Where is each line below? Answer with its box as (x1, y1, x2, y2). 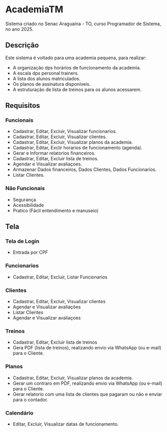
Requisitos (5, 101, 40, 110)
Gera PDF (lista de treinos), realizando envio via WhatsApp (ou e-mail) (12, 345, 162, 351)
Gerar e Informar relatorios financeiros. (12, 150, 96, 156)
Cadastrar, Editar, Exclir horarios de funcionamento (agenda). (12, 145, 143, 151)
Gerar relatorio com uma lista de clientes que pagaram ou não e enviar (12, 391, 162, 397)
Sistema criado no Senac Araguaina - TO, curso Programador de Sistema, (5, 21, 161, 27)
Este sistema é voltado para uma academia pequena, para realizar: (5, 54, 146, 61)
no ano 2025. (5, 26, 33, 32)
